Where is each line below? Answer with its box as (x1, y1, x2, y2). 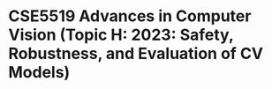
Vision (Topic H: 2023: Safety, (8, 25, 234, 45)
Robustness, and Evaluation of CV (8, 44, 264, 63)
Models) (8, 63, 71, 83)
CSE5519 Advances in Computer (8, 6, 252, 26)
